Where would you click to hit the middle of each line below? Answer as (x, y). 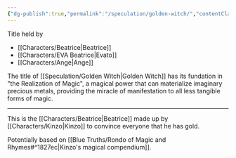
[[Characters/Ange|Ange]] (55, 62)
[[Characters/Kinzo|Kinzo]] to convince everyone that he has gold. (104, 126)
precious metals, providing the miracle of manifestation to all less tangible (114, 91)
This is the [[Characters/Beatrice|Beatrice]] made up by (88, 118)
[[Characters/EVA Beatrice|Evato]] (67, 55)
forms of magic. (30, 98)
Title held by (25, 34)
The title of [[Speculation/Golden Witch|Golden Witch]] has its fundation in (115, 76)
